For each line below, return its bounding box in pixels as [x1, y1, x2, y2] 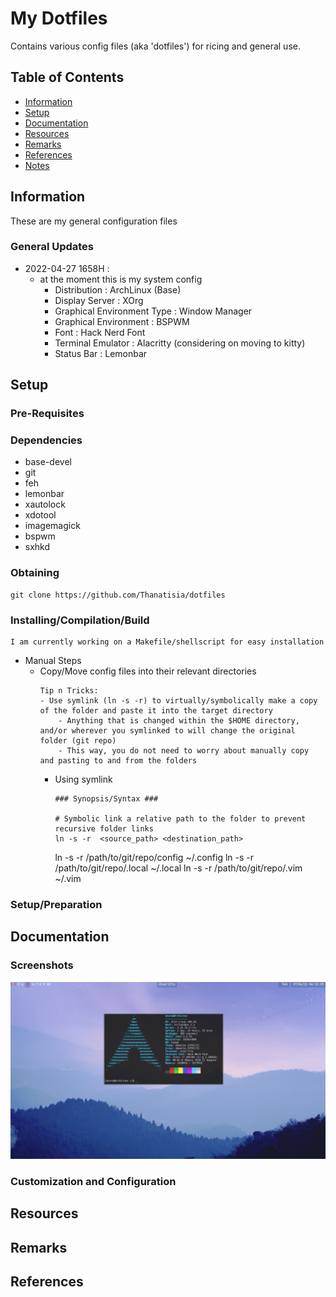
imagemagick [24, 520, 81, 532]
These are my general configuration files [10, 215, 178, 227]
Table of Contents [10, 69, 125, 86]
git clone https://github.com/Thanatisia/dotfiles [10, 590, 226, 600]
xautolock [24, 498, 66, 511]
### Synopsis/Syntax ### [54, 794, 159, 804]
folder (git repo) [39, 736, 117, 746]
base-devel [24, 456, 72, 468]
